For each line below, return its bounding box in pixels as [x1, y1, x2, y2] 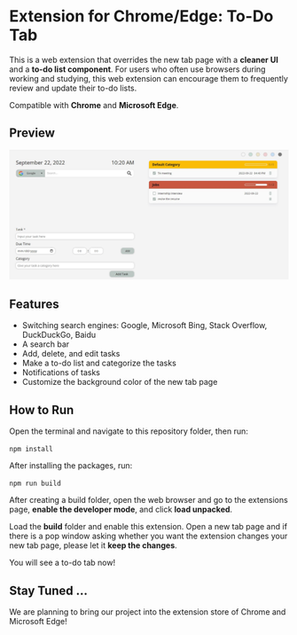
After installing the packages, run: [9, 460, 133, 471]
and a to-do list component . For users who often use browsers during [9, 64, 266, 74]
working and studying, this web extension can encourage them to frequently [9, 73, 288, 83]
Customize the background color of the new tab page [21, 377, 218, 388]
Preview [9, 126, 56, 141]
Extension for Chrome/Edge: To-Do [9, 6, 274, 27]
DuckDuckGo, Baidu [21, 330, 96, 341]
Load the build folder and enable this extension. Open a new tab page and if [9, 521, 288, 532]
